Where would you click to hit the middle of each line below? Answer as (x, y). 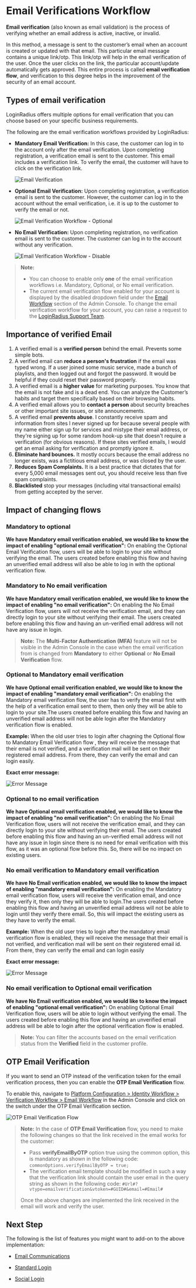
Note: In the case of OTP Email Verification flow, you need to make (102, 1129)
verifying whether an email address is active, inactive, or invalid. (83, 33)
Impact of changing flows (54, 510)
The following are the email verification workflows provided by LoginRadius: (97, 132)
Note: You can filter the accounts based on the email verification (98, 1037)
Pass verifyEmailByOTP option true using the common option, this (109, 1152)
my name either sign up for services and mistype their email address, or (101, 429)
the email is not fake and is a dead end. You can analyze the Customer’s (101, 392)
